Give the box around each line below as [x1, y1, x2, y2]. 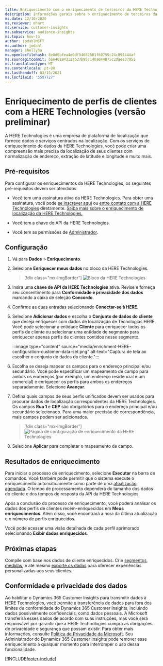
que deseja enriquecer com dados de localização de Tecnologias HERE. [12, 319, 156, 325]
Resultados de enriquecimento [5, 457, 100, 466]
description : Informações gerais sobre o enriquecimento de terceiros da [5, 12, 158, 17]
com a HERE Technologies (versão [5, 106, 146, 117]
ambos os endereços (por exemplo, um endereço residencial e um [12, 374, 145, 380]
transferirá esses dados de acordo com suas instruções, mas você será [5, 615, 148, 621]
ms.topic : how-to [5, 35, 40, 39]
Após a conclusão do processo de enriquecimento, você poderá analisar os [5, 500, 156, 506]
